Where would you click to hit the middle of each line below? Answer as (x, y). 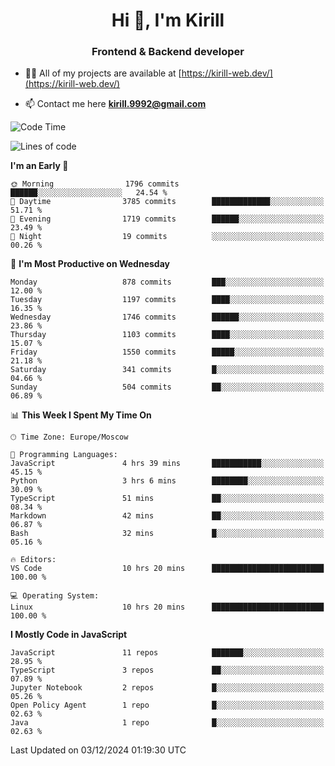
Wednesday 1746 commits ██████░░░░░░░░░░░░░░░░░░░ (167, 317)
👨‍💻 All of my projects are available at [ (103, 73)
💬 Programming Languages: (64, 455)
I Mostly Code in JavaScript (69, 635)
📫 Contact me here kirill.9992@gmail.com (115, 104)
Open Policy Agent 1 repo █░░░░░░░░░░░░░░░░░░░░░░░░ (167, 705)
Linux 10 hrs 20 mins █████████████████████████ (167, 607)
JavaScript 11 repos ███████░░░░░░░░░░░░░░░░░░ (167, 653)
